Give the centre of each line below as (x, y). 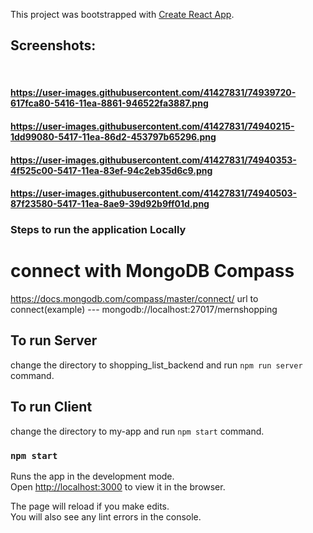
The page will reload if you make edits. (90, 506)
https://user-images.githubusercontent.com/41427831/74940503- (154, 193)
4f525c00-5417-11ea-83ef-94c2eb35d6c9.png (111, 170)
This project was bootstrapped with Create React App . (122, 14)
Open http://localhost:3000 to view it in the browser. (118, 486)
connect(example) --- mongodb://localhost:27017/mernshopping (144, 310)
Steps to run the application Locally (98, 230)
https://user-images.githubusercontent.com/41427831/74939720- (153, 93)
